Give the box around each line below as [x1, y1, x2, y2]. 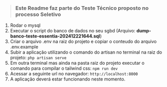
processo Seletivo [15, 11, 61, 18]
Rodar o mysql [10, 22, 41, 28]
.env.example [10, 44, 39, 50]
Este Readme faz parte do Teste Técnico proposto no [15, 5, 149, 12]
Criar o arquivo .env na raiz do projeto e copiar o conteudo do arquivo [10, 38, 157, 45]
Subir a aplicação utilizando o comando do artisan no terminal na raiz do [10, 49, 162, 55]
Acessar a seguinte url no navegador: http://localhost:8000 [10, 71, 138, 77]
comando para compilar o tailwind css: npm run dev [10, 65, 118, 71]
